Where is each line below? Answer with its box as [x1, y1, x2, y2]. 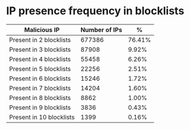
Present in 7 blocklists [9, 84, 71, 92]
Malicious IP [24, 26, 60, 34]
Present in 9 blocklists [9, 103, 71, 111]
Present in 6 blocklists [9, 74, 71, 83]
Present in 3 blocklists [9, 45, 71, 54]
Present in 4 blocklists [9, 55, 71, 63]
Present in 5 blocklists [9, 64, 71, 73]
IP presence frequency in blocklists [6, 4, 185, 18]
